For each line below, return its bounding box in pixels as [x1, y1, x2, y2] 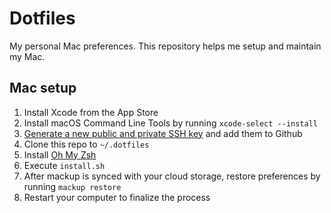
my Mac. [9, 50, 46, 62]
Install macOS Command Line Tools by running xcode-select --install [23, 117, 318, 129]
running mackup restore [23, 180, 122, 192]
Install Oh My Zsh [23, 148, 97, 161]
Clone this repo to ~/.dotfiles [23, 138, 150, 150]
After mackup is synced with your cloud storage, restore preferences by [23, 170, 321, 182]
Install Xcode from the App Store [23, 106, 159, 118]
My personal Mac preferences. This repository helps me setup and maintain [9, 40, 322, 52]
